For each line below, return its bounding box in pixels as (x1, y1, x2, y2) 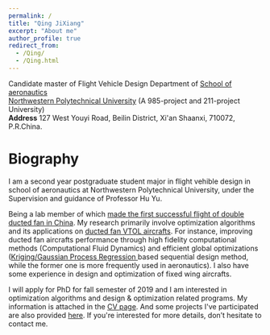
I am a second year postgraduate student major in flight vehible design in (8, 176, 251, 186)
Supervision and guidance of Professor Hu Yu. (8, 193, 163, 203)
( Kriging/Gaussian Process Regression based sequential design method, (8, 251, 249, 262)
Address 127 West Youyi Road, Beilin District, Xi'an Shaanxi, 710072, (8, 113, 235, 122)
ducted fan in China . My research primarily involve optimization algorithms (8, 217, 255, 227)
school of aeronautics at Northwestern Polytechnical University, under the (8, 184, 255, 194)
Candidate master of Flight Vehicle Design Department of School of (8, 78, 232, 89)
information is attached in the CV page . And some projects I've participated (8, 301, 260, 311)
